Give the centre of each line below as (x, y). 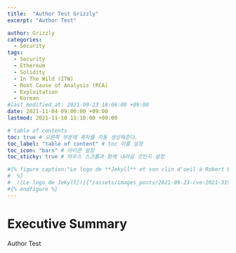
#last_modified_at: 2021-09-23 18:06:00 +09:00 (78, 105)
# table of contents (38, 131)
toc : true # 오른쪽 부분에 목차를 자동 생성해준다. (73, 137)
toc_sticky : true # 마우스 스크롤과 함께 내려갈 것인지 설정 (86, 157)
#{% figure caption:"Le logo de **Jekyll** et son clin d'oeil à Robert (116, 169)
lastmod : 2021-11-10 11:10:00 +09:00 (63, 118)
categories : (25, 39)
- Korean (26, 98)
